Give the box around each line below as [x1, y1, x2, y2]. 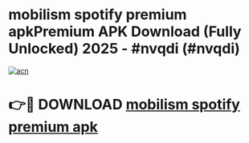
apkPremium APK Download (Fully [8, 22, 242, 41]
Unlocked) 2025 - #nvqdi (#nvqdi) [8, 40, 241, 58]
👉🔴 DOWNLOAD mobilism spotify [8, 96, 241, 113]
